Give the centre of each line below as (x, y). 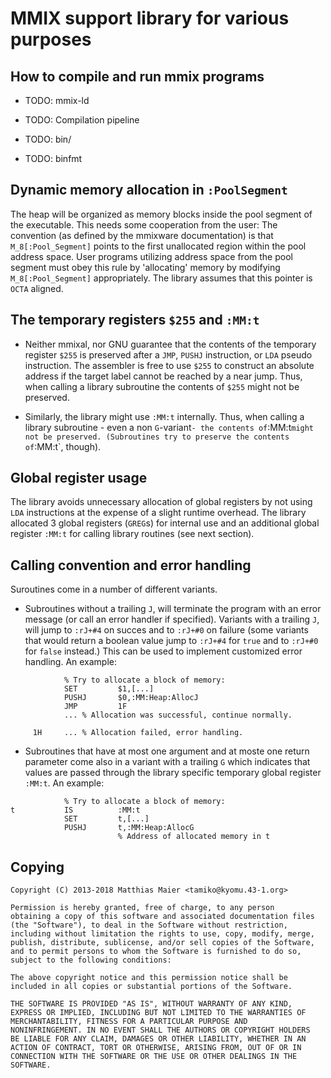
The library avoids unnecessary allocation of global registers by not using (161, 502)
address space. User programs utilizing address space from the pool (151, 256)
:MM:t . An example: (64, 783)
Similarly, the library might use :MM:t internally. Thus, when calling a (164, 416)
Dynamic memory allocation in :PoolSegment (149, 190)
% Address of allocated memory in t (194, 837)
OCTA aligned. (37, 288)
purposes (51, 39)
